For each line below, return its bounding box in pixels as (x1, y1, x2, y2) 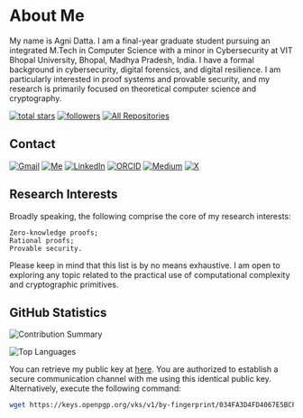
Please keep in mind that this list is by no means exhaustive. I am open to (9, 259, 281, 271)
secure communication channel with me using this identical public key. (9, 374, 272, 385)
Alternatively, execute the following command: (9, 383, 182, 394)
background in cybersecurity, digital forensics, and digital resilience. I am (9, 64, 281, 75)
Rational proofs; (9, 236, 75, 245)
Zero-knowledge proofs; (9, 228, 99, 237)
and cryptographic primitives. (9, 279, 119, 290)
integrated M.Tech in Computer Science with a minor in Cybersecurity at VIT (9, 44, 293, 55)
